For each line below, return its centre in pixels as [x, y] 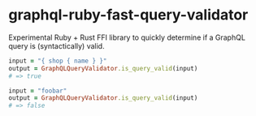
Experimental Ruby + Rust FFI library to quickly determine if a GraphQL [127, 37]
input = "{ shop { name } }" [58, 61]
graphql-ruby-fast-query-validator [128, 15]
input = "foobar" [38, 91]
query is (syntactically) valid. [56, 45]
